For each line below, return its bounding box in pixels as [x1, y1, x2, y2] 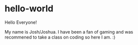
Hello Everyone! [4, 19, 37, 25]
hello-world [4, 3, 54, 14]
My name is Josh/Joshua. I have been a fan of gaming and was [4, 29, 134, 35]
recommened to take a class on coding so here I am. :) [4, 34, 116, 40]
